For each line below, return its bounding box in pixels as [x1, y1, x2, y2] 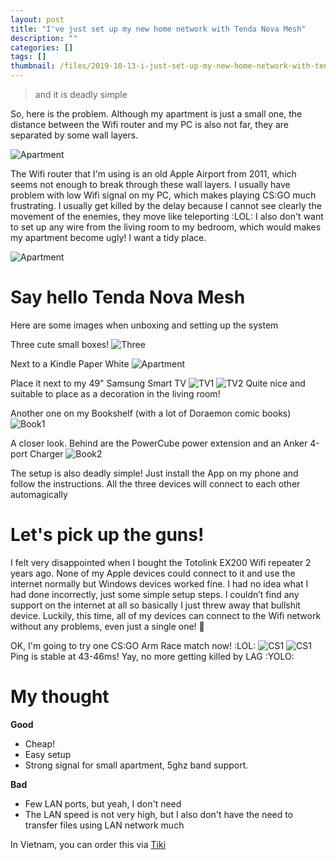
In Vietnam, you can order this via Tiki [10, 838, 167, 850]
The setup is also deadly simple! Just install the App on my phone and [10, 467, 299, 479]
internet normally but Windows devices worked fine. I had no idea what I [10, 577, 309, 590]
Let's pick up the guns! [10, 524, 205, 546]
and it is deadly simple [34, 89, 128, 100]
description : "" [10, 33, 78, 43]
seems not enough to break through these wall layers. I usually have [10, 179, 291, 190]
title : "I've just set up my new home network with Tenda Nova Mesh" [10, 24, 307, 34]
